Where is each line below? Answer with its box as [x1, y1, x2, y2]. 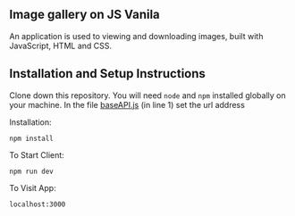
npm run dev [9, 167, 54, 176]
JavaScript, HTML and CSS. [9, 40, 113, 51]
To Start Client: [9, 149, 64, 160]
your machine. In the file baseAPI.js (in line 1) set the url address [9, 99, 246, 110]
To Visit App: [9, 182, 56, 193]
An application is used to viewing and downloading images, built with [9, 30, 264, 41]
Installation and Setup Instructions [9, 66, 206, 81]
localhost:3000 [9, 200, 66, 209]
